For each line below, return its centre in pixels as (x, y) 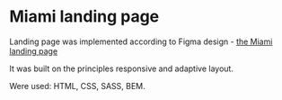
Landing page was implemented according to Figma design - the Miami (141, 41)
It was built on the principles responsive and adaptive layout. (121, 68)
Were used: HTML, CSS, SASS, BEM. (77, 86)
